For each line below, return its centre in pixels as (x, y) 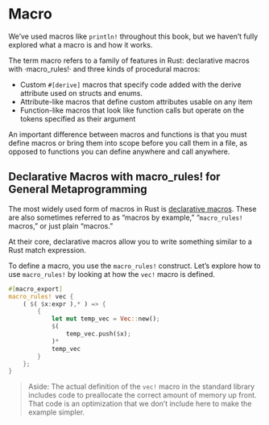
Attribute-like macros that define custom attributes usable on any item (136, 101)
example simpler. (56, 412)
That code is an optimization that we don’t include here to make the (140, 404)
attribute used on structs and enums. (81, 93)
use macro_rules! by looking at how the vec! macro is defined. (112, 274)
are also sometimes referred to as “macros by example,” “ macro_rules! (126, 217)
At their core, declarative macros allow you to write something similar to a (130, 241)
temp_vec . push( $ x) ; (98, 334)
